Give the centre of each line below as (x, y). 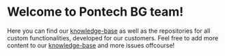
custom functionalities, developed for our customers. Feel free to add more (113, 38)
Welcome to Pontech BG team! (95, 12)
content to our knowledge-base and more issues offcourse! (91, 45)
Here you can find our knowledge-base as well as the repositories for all (109, 31)
